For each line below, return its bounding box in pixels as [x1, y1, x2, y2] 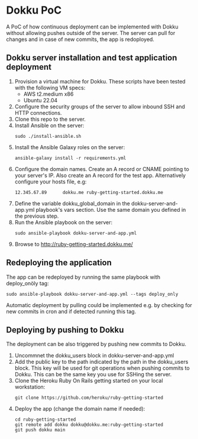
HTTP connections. [14, 109, 62, 116]
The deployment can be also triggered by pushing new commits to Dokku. [6, 341, 187, 348]
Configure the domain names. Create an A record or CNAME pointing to [14, 165, 189, 172]
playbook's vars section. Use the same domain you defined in [35, 206, 186, 213]
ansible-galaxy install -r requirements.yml [14, 155, 126, 161]
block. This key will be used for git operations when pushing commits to [14, 364, 190, 372]
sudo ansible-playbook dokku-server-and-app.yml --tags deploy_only [6, 291, 178, 297]
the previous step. [14, 212, 59, 220]
